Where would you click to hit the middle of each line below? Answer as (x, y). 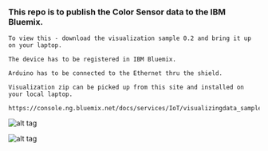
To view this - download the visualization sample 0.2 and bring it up (130, 38)
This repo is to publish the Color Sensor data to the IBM (117, 12)
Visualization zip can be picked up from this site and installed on (126, 87)
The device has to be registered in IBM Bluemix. (93, 60)
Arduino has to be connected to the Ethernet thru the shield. (116, 74)
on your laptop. (35, 46)
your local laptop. (41, 94)
